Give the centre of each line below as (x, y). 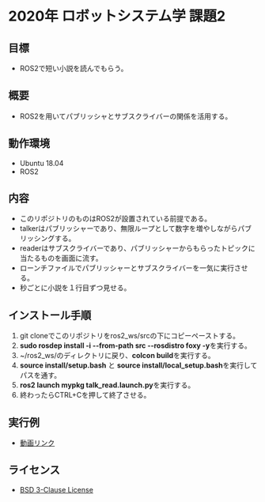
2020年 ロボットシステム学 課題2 (117, 16)
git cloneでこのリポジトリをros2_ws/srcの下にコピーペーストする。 (129, 336)
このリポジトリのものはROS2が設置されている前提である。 (115, 219)
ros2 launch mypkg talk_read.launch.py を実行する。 (107, 385)
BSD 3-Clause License (56, 489)
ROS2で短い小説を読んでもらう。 (74, 68)
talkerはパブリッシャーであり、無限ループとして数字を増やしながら (129, 228)
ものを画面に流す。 (72, 259)
